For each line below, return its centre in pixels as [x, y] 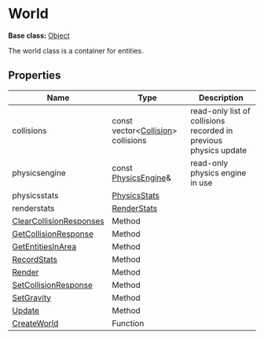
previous [206, 140]
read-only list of [220, 111]
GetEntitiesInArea [44, 246]
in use [201, 182]
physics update [218, 150]
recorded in [211, 131]
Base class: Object [39, 35]
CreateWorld [35, 323]
